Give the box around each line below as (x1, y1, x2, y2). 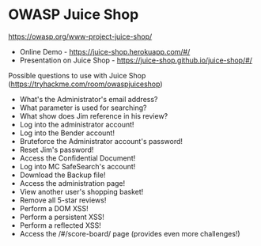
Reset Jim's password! (19, 145, 94, 154)
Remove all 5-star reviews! (19, 195, 107, 205)
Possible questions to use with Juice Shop (8, 70, 146, 80)
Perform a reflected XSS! (19, 220, 101, 230)
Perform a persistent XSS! (19, 212, 104, 221)
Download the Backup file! (19, 170, 106, 180)
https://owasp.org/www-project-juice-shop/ (8, 32, 153, 41)
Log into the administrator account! (19, 119, 134, 129)
